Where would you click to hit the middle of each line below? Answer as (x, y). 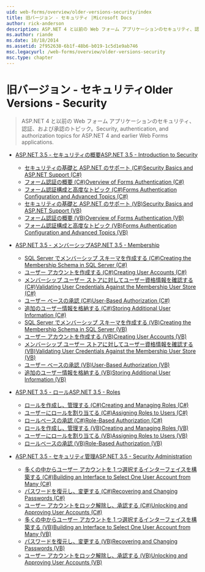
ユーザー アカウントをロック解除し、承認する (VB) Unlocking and (106, 555)
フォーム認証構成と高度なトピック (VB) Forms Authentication (101, 225)
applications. (37, 142)
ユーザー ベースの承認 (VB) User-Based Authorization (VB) (97, 364)
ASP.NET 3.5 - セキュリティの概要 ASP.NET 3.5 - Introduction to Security (106, 154)
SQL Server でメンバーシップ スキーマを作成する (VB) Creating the (108, 322)
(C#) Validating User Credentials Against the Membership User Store (110, 287)
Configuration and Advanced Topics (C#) (76, 196)
